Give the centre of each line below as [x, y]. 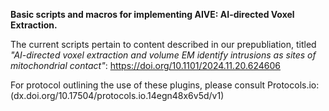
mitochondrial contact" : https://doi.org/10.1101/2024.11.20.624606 [146, 65]
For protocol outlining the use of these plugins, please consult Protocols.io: [165, 85]
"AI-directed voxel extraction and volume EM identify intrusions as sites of [163, 55]
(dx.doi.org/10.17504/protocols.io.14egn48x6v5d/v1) [117, 95]
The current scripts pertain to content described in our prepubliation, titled [163, 44]
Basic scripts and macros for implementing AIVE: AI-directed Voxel [152, 14]
